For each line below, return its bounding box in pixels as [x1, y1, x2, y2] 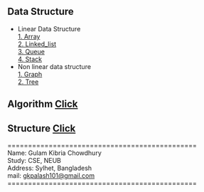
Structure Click [7, 122, 76, 134]
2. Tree [17, 78, 39, 86]
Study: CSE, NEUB [7, 156, 62, 165]
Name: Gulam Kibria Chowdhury [7, 149, 102, 157]
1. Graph [17, 70, 43, 78]
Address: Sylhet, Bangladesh [7, 164, 92, 173]
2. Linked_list [17, 39, 57, 48]
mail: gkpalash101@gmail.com [7, 171, 95, 180]
